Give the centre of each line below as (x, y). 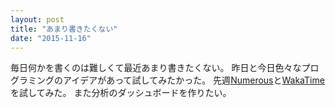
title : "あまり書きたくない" (64, 29)
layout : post (37, 19)
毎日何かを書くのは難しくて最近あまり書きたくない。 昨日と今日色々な (156, 68)
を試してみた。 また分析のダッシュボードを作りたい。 (121, 93)
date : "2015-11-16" (51, 38)
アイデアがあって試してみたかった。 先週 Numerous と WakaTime (193, 80)
